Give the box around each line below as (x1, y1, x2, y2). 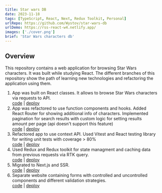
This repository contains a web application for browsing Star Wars (5, 65, 137, 71)
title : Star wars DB (5, 7, 47, 12)
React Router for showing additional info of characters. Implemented (12, 110, 148, 116)
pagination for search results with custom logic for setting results (12, 115, 142, 121)
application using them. (5, 80, 52, 86)
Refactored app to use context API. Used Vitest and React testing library (12, 131, 156, 137)
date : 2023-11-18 (5, 12, 40, 16)
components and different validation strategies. (12, 177, 106, 183)
